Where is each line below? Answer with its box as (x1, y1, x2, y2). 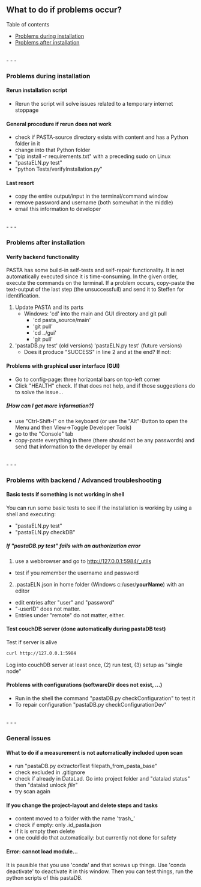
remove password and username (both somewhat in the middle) (14, 199, 173, 206)
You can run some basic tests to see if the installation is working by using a (6, 504, 192, 511)
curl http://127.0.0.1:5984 (6, 650, 77, 656)
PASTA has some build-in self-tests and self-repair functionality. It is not (6, 267, 185, 274)
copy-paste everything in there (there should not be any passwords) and (14, 436, 195, 443)
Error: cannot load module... (6, 847, 78, 855)
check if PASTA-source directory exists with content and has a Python (14, 133, 189, 141)
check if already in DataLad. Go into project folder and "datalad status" (14, 775, 190, 782)
